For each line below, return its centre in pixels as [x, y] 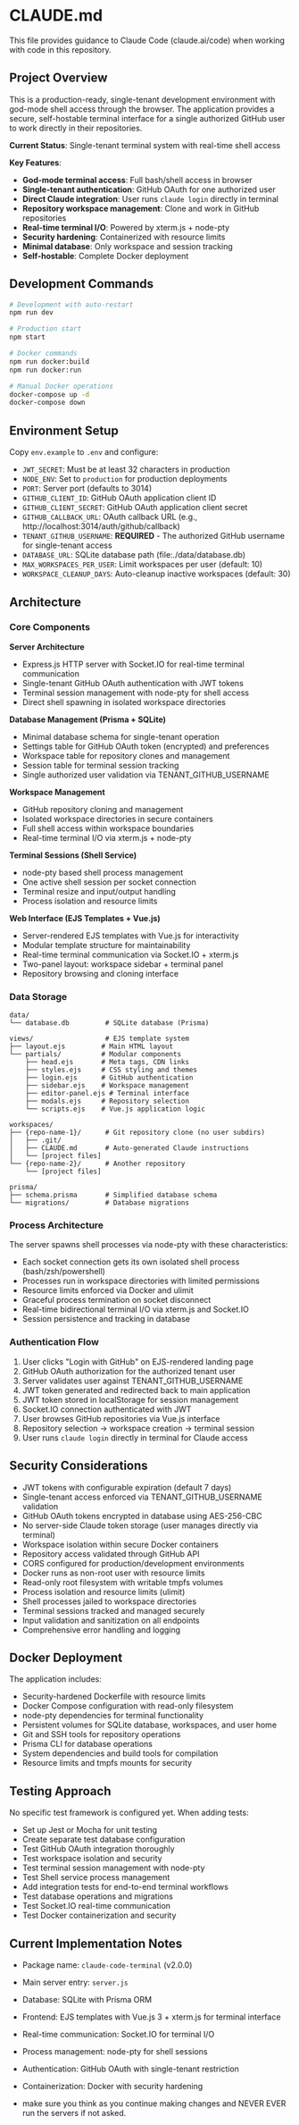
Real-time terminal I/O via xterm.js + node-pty [107, 837]
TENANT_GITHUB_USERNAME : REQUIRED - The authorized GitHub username [154, 536]
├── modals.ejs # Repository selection [108, 1101]
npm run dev [31, 313]
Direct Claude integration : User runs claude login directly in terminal [150, 198]
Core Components [50, 627]
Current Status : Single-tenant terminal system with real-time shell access [145, 145]
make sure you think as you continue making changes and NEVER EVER [154, 2103]
